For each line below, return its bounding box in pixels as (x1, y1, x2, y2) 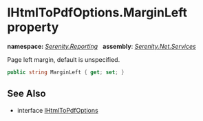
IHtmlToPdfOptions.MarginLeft (7, 5, 188, 21)
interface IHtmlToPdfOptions (17, 106, 98, 114)
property (7, 19, 59, 35)
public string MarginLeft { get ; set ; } (7, 69, 125, 76)
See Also (7, 88, 46, 100)
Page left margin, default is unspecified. (7, 55, 120, 63)
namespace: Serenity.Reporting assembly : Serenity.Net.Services (7, 42, 196, 50)
